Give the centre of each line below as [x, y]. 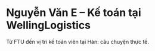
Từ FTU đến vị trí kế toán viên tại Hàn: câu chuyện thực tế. [78, 42]
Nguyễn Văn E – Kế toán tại [74, 13]
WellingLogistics [49, 25]
